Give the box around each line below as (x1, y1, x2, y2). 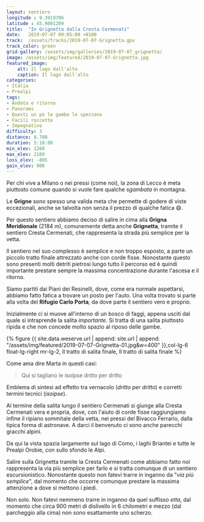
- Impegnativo (6, 123, 43, 129)
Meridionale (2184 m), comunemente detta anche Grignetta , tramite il (6, 223, 183, 230)
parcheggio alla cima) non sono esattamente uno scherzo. (6, 509, 153, 516)
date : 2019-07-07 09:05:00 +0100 (6, 32, 97, 38)
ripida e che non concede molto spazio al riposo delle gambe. (6, 323, 162, 330)
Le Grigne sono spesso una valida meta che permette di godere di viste (6, 198, 187, 205)
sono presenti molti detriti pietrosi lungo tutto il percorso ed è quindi (6, 261, 178, 268)
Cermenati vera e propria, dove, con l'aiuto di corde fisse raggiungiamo (6, 408, 186, 416)
